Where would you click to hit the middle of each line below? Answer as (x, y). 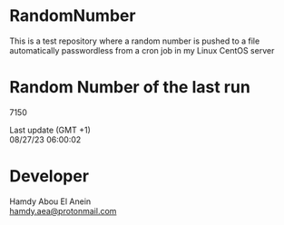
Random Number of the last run (130, 88)
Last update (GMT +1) (50, 130)
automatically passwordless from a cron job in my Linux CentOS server (142, 50)
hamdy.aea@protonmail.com (63, 210)
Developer (49, 176)
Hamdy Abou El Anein (50, 201)
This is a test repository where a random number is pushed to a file (135, 41)
